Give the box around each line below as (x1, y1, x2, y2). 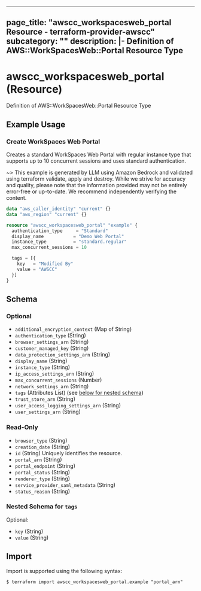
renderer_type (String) (14, 475, 71, 482)
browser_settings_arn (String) (14, 339, 89, 346)
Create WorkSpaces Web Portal (6, 137, 100, 145)
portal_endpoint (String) (14, 462, 76, 470)
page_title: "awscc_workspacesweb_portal (6, 17, 172, 28)
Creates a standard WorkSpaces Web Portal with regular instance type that (6, 151, 191, 159)
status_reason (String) (14, 488, 71, 495)
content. (6, 194, 27, 202)
